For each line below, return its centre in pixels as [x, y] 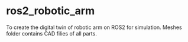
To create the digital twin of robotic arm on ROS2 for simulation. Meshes [94, 27]
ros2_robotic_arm [51, 11]
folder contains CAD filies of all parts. [52, 33]
